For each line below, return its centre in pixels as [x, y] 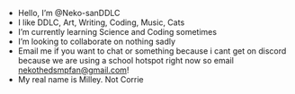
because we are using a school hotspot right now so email [125, 60]
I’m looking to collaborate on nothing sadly [97, 41]
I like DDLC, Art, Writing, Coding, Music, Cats [101, 22]
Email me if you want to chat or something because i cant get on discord [152, 51]
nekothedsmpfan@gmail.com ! [73, 70]
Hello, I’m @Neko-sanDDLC [69, 13]
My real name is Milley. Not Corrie [80, 79]
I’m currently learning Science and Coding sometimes [117, 32]
